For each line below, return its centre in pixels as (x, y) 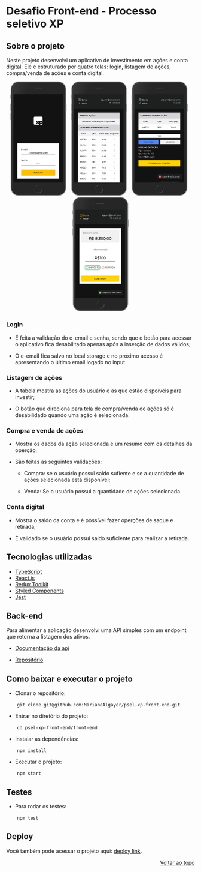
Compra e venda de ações (45, 431)
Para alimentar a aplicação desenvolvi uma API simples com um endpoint (96, 630)
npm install (32, 751)
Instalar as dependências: (47, 739)
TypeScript (28, 571)
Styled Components (39, 591)
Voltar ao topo (177, 862)
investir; (25, 397)
